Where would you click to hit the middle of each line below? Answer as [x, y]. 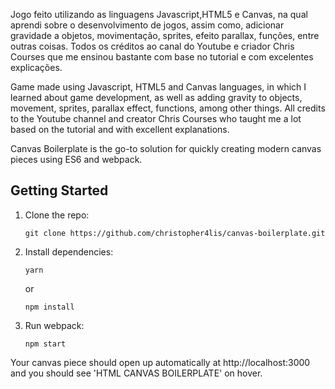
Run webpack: [54, 325]
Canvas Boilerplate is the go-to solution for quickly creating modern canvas [166, 148]
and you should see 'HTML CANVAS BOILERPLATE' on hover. [136, 373]
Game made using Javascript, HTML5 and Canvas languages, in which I [158, 87]
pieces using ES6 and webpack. [76, 159]
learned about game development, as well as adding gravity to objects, [156, 97]
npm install [49, 307]
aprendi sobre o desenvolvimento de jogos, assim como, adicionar [147, 25]
